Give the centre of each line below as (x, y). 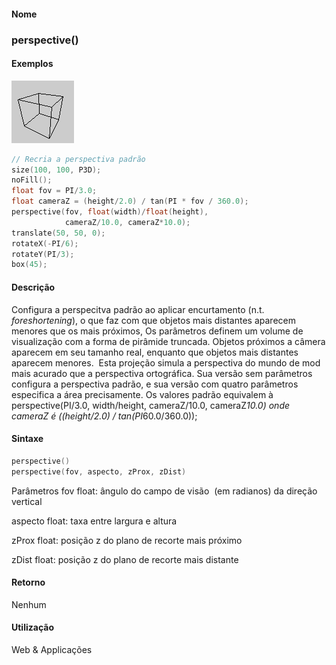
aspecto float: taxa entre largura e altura (94, 521)
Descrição (33, 287)
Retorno (28, 582)
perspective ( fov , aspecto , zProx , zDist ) (99, 471)
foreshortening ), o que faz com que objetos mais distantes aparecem (153, 320)
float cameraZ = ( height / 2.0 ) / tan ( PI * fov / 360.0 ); (130, 201)
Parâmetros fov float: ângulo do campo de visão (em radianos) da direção (164, 491)
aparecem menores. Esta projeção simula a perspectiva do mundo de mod (166, 362)
